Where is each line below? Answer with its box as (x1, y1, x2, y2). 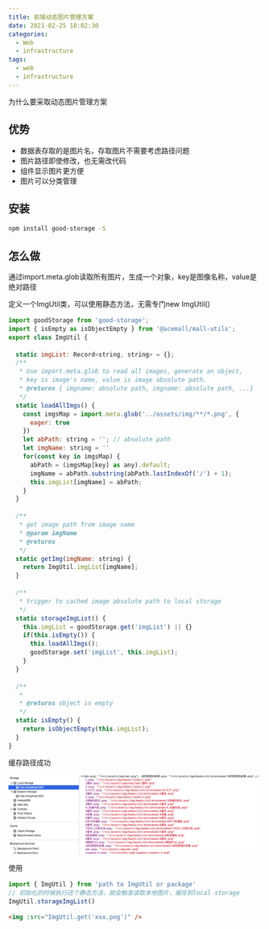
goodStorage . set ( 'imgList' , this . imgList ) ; (29, 648, 179, 657)
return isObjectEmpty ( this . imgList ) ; (23, 725, 150, 734)
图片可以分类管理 (19, 176, 77, 186)
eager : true (29, 418, 70, 427)
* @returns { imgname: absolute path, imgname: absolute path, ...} (19, 384, 254, 393)
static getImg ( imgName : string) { (15, 554, 131, 563)
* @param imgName (19, 529, 78, 537)
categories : (8, 30, 48, 38)
